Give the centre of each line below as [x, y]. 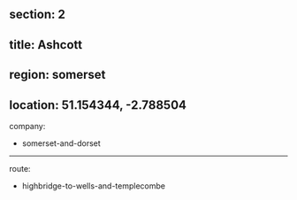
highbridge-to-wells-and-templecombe [94, 186]
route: [20, 168]
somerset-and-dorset [61, 143]
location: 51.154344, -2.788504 [98, 105]
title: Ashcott [46, 45]
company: [27, 126]
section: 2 [38, 15]
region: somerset [57, 75]
